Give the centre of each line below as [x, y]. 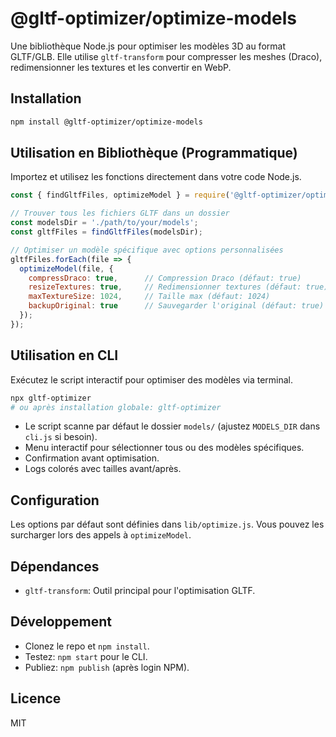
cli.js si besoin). [61, 437]
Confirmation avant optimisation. [92, 458]
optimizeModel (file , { [66, 268]
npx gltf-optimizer [51, 398]
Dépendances [55, 566]
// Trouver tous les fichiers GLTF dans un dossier [120, 213]
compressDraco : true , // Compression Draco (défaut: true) [165, 278]
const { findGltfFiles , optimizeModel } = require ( [120, 195]
